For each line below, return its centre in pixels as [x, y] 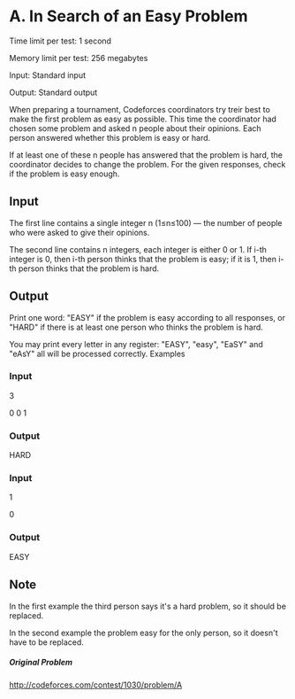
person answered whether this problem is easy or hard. [110, 137]
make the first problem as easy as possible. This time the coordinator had [143, 119]
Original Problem [41, 663]
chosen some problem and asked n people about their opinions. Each [136, 128]
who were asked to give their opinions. [79, 232]
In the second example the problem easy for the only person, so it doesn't [144, 633]
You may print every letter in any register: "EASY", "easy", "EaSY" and [136, 344]
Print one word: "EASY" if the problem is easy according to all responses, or [147, 317]
